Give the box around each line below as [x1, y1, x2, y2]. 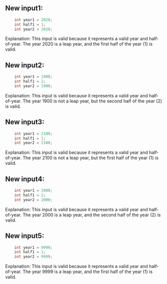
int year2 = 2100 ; [14, 140, 53, 146]
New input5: [5, 232, 44, 240]
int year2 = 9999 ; [14, 254, 53, 259]
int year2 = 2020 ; [14, 27, 53, 32]
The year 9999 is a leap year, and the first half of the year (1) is [22, 268, 153, 275]
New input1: [5, 4, 43, 13]
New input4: [5, 175, 45, 183]
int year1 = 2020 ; [14, 17, 53, 22]
